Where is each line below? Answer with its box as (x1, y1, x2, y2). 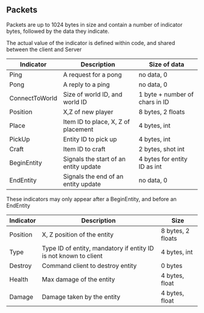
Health (9, 275, 29, 283)
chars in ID (138, 97, 169, 106)
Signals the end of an (63, 172, 124, 181)
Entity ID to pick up (63, 135, 117, 143)
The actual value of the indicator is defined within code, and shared (6, 39, 175, 46)
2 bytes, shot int (138, 145, 185, 153)
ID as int (138, 162, 162, 171)
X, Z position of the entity (41, 230, 114, 239)
